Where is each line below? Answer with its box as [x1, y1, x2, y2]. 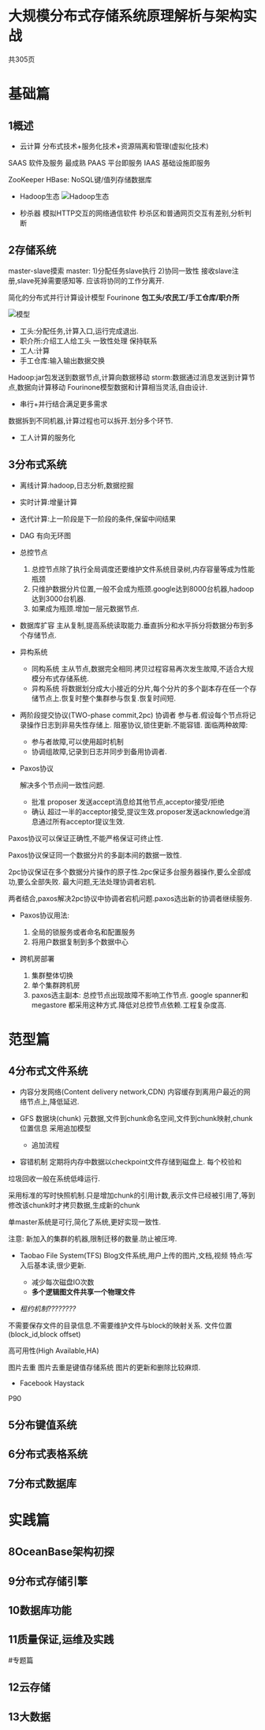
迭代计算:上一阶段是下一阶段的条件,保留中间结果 [19, 514, 176, 523]
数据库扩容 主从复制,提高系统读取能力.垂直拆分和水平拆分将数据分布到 [19, 620, 247, 630]
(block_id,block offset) [8, 1329, 81, 1339]
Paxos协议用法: [19, 910, 69, 920]
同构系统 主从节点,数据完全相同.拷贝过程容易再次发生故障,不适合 [31, 663, 241, 673]
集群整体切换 [31, 970, 73, 980]
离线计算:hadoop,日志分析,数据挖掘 [19, 480, 134, 490]
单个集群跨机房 [31, 980, 80, 990]
